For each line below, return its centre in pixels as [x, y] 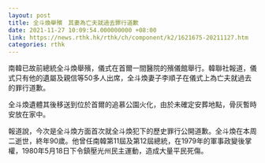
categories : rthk [37, 45]
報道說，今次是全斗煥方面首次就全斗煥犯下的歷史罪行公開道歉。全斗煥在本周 [132, 132]
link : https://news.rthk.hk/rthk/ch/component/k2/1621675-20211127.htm [128, 37]
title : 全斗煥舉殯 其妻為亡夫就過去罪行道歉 [74, 23]
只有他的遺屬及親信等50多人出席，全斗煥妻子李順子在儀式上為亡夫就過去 [133, 78]
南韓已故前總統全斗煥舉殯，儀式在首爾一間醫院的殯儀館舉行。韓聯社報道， [129, 69]
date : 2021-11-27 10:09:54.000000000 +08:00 [82, 30]
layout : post [30, 15]
